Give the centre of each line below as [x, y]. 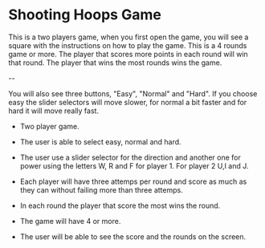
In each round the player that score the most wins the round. [120, 205]
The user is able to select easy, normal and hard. [101, 141]
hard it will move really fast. [53, 111]
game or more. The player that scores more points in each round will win [128, 54]
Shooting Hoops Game [85, 15]
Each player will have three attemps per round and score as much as [133, 181]
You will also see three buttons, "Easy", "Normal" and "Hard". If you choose [133, 93]
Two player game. [49, 126]
